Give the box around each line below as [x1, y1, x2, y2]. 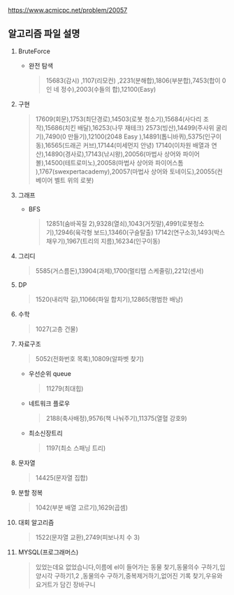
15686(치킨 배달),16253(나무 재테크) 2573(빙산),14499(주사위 [45, 123, 215, 132]
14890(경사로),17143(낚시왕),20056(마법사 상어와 [45, 150, 182, 158]
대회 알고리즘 [17, 518, 54, 526]
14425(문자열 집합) [35, 473, 88, 482]
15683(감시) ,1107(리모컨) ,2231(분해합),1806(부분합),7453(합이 [45, 76, 221, 85]
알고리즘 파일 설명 [8, 28, 80, 40]
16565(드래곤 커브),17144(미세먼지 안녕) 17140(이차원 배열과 [45, 141, 210, 149]
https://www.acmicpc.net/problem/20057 [8, 6, 128, 14]
